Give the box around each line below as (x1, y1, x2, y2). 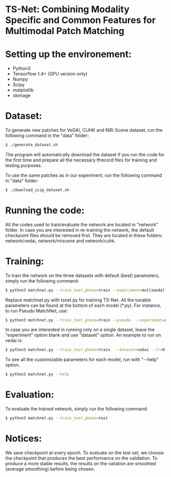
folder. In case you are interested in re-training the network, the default (5, 227, 154, 233)
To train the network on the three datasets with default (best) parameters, (5, 272, 160, 278)
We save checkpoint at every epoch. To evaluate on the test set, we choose (5, 450, 164, 456)
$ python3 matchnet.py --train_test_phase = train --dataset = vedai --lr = (5, 347, 163, 352)
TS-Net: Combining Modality (5, 4, 130, 15)
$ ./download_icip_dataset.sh (5, 187, 70, 192)
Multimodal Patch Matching (5, 25, 125, 37)
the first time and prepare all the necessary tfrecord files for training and (5, 157, 157, 163)
